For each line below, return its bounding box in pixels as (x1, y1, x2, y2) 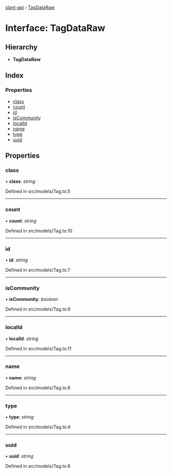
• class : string (5, 178, 36, 184)
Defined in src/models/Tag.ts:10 (5, 227, 73, 234)
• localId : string (5, 335, 38, 342)
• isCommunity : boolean (5, 296, 58, 302)
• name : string (5, 374, 36, 381)
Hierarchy (5, 43, 38, 51)
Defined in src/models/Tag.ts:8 (5, 385, 71, 391)
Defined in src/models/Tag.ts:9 (5, 306, 71, 312)
